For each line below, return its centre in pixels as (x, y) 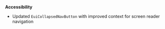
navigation (23, 22)
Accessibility (19, 7)
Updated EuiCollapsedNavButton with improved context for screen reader (86, 16)
